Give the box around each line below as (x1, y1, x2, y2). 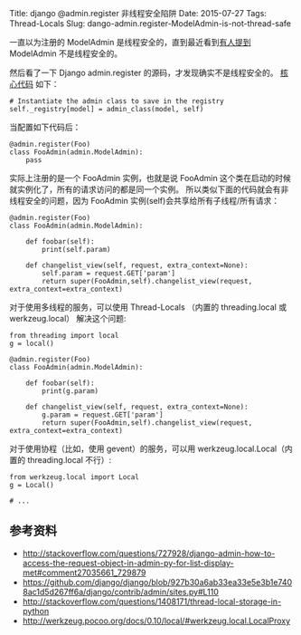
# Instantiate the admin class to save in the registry (9, 97, 224, 106)
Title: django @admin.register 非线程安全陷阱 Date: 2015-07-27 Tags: (9, 8, 267, 18)
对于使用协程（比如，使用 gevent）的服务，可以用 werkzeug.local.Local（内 (9, 443, 293, 454)
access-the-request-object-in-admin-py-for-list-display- (22, 557, 235, 568)
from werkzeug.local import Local (9, 473, 140, 482)
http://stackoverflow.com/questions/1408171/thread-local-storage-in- (22, 596, 282, 607)
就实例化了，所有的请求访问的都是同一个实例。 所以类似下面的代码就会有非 (9, 184, 289, 195)
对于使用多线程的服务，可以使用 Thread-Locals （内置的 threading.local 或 (9, 302, 287, 313)
